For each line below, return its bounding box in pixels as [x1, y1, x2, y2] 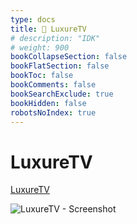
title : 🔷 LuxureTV [10, 24, 87, 34]
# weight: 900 [10, 42, 70, 53]
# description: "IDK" [10, 33, 101, 43]
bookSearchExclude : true [10, 89, 114, 99]
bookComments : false [10, 80, 97, 90]
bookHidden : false [10, 98, 87, 108]
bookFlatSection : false [10, 61, 110, 71]
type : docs [10, 14, 56, 25]
